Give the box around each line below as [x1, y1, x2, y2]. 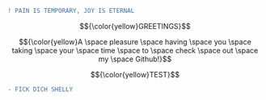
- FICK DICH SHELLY [7, 85, 74, 94]
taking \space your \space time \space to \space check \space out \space [11, 45, 259, 55]
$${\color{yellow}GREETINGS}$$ [79, 21, 191, 31]
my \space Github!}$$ [98, 54, 172, 64]
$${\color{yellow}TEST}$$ [91, 69, 179, 79]
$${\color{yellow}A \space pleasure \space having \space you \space [19, 36, 251, 47]
